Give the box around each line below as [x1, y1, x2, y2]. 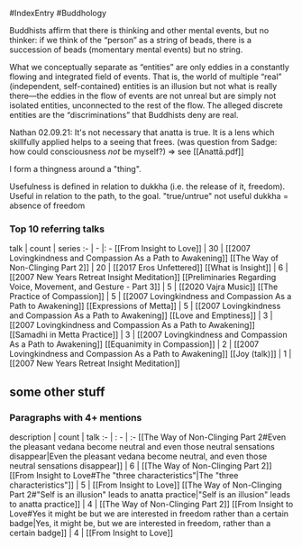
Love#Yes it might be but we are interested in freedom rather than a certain [9, 508, 289, 519]
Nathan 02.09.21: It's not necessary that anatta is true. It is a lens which [9, 127, 275, 138]
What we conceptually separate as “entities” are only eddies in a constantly [9, 62, 290, 72]
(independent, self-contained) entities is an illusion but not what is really [9, 81, 278, 91]
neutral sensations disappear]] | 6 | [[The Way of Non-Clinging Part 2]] [9, 460, 272, 471]
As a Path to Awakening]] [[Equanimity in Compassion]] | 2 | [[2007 [9, 339, 260, 350]
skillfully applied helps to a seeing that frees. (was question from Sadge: [9, 137, 278, 147]
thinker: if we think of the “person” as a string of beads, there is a [9, 35, 252, 45]
